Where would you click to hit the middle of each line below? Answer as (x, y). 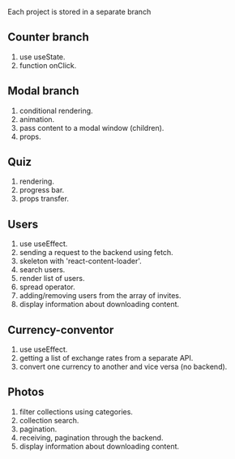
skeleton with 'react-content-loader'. (81, 261)
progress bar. (42, 190)
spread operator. (47, 287)
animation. (37, 119)
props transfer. (44, 199)
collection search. (49, 420)
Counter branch (49, 37)
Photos (26, 392)
